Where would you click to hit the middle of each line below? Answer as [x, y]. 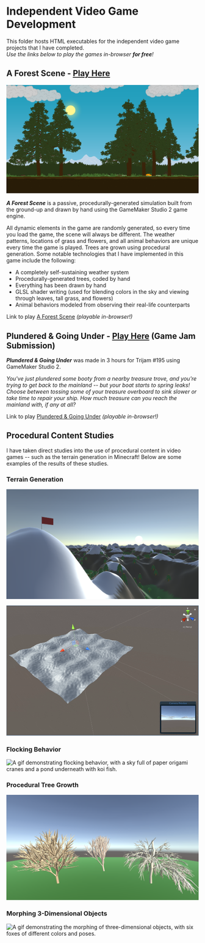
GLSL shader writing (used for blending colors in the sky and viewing [102, 292]
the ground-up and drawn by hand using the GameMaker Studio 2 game [97, 210]
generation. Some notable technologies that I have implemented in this [95, 254]
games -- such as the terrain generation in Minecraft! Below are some [94, 457]
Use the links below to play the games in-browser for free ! [80, 54]
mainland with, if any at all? [41, 404]
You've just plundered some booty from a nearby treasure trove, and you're [102, 379]
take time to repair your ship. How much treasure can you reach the [92, 398]
